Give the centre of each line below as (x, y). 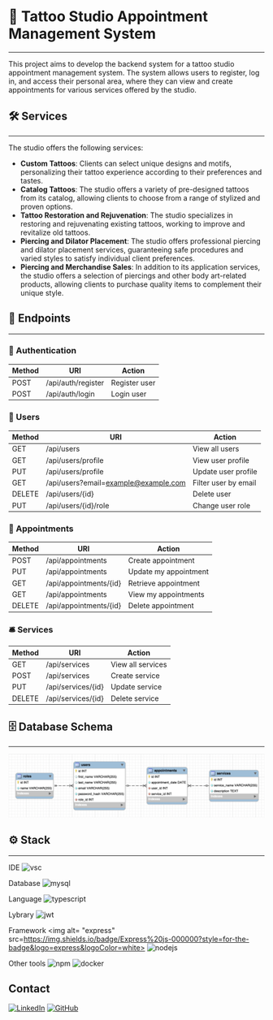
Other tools (27, 963)
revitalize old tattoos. (55, 232)
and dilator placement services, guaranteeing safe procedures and (132, 249)
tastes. (31, 180)
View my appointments (166, 594)
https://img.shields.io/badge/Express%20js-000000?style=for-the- (136, 939)
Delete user (212, 494)
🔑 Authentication (43, 351)
